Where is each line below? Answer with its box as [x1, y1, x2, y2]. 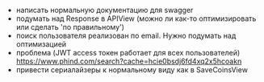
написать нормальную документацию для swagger [15, 6, 194, 14]
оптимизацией [15, 39, 67, 49]
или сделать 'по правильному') [15, 23, 125, 31]
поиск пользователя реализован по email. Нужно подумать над [15, 31, 237, 40]
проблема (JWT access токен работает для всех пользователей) [15, 48, 241, 57]
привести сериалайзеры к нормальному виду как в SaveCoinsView [15, 65, 249, 74]
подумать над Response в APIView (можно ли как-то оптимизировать [15, 14, 257, 23]
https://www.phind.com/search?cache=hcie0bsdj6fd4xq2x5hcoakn [15, 56, 242, 66]
